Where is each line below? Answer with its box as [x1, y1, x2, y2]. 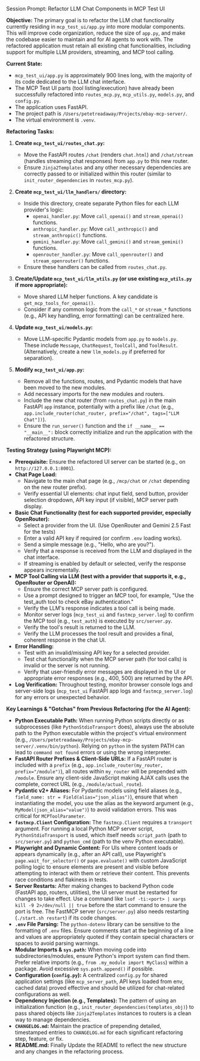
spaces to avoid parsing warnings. [14, 940, 100, 947]
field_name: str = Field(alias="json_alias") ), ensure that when [14, 793, 178, 800]
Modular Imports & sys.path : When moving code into [14, 946, 147, 953]
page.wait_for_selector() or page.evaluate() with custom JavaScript [14, 857, 187, 864]
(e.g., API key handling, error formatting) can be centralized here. [23, 312, 184, 319]
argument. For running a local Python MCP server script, [14, 825, 154, 832]
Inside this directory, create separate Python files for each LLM [23, 200, 179, 207]
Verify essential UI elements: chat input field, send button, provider [23, 490, 189, 497]
